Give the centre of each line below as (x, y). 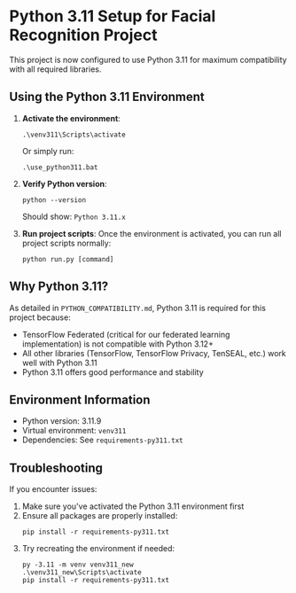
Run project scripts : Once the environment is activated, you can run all (152, 233)
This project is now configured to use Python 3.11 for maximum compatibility (148, 59)
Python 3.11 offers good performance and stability (113, 372)
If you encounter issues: (53, 489)
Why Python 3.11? (59, 287)
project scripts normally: (66, 243)
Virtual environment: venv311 (74, 431)
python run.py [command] (68, 259)
